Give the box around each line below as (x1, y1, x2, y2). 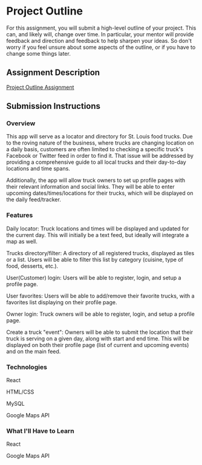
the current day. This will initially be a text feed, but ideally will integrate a (6, 231, 189, 238)
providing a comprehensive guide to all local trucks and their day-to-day (6, 158, 186, 166)
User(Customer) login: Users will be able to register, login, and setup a (6, 274, 181, 281)
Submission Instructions (6, 101, 101, 111)
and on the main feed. (6, 348, 61, 355)
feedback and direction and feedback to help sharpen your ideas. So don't (6, 37, 192, 44)
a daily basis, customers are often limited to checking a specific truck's (6, 146, 183, 153)
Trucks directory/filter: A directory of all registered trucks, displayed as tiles (6, 249, 195, 256)
